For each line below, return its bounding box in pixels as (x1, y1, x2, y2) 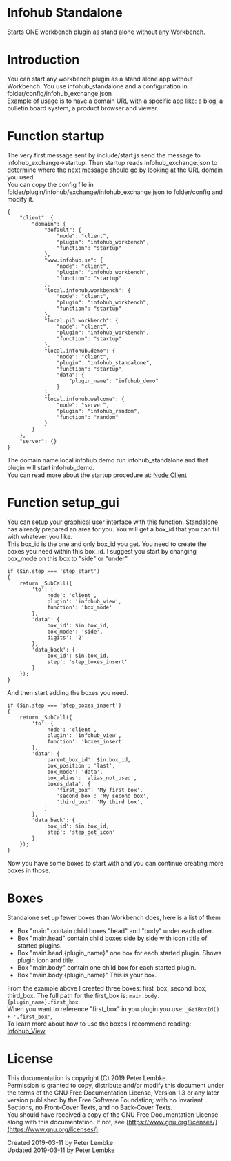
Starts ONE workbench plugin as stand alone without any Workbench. (7, 28, 205, 36)
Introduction (7, 52, 80, 68)
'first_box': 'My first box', (56, 786, 143, 793)
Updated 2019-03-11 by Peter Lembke (7, 1146, 115, 1154)
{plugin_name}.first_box (7, 999, 79, 1006)
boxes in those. (7, 866, 50, 875)
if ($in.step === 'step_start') (7, 567, 100, 574)
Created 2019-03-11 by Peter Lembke (7, 1138, 114, 1147)
